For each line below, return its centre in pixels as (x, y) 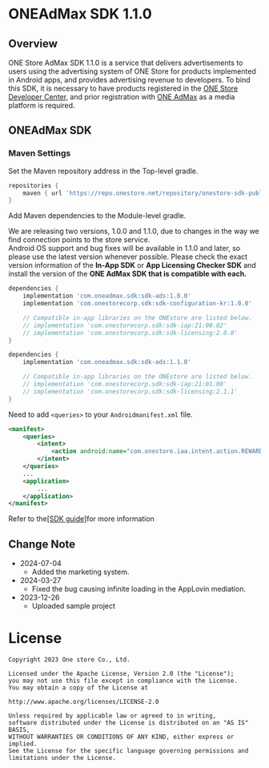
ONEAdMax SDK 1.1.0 (80, 14)
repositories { (34, 185)
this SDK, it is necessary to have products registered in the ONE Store (123, 88)
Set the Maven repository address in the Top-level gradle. (103, 171)
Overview (33, 44)
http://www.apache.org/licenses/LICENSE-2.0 (84, 702)
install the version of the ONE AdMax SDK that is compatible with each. (128, 274)
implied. (23, 744)
